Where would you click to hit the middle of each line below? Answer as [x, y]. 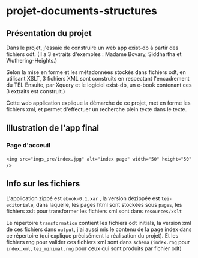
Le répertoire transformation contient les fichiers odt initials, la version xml [99, 223]
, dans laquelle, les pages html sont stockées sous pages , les [107, 204]
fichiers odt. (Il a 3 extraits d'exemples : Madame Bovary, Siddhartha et [94, 54]
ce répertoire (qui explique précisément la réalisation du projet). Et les [92, 235]
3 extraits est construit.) [36, 91]
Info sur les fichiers [43, 184]
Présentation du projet [49, 33]
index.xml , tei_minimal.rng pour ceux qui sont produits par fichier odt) [94, 248]
